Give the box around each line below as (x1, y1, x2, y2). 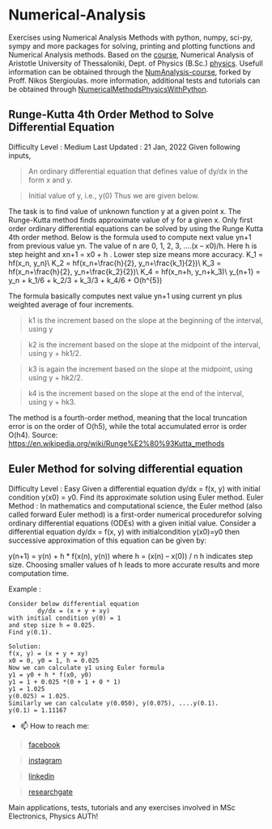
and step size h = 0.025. (8, 621, 96, 629)
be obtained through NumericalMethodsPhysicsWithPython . (8, 84, 209, 94)
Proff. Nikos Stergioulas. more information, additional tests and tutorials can (8, 75, 261, 85)
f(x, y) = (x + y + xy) (8, 649, 89, 658)
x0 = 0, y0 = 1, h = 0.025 (8, 656, 100, 664)
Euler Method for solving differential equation (8, 462, 244, 476)
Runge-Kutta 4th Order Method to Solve (8, 108, 215, 122)
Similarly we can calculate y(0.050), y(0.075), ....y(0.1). (8, 699, 219, 707)
